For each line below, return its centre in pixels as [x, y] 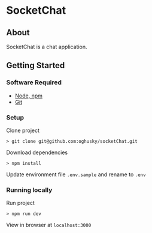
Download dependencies [37, 152]
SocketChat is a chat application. [47, 47]
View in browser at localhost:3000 [49, 225]
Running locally [29, 190]
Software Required [34, 82]
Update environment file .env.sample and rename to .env [76, 174]
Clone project [23, 130]
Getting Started [36, 65]
